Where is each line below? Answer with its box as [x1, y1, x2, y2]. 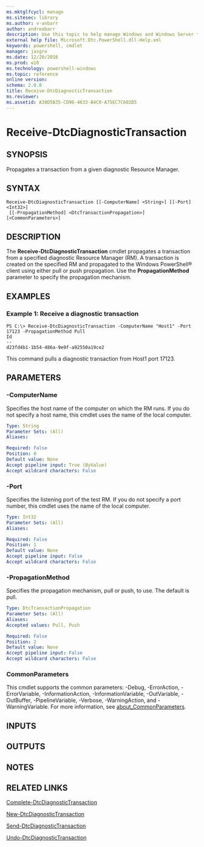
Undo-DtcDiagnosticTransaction [6, 834, 87, 842]
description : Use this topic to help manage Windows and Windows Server [6, 32, 194, 38]
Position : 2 [6, 639, 36, 645]
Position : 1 [6, 542, 36, 548]
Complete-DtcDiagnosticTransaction [6, 799, 98, 806]
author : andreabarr [6, 26, 56, 32]
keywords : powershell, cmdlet [6, 43, 83, 49]
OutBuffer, [6, 696, 32, 704]
